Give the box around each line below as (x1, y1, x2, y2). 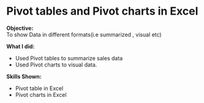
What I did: (6, 43, 35, 50)
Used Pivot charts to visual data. (15, 61, 97, 68)
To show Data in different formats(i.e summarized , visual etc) (6, 30, 162, 38)
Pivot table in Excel (15, 84, 64, 92)
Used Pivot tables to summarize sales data (15, 54, 123, 62)
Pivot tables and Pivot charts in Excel (6, 4, 198, 18)
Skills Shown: (6, 73, 42, 80)
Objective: (6, 24, 34, 32)
